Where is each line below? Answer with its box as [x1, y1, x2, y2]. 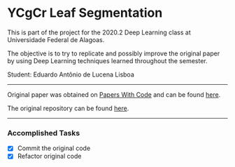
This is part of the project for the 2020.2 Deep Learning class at [7, 28, 191, 36]
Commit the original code [17, 144, 91, 152]
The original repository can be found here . [7, 104, 129, 112]
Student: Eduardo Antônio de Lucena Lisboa [7, 70, 134, 79]
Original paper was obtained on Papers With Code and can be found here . [7, 90, 221, 99]
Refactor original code [17, 152, 82, 161]
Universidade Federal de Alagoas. [7, 35, 105, 44]
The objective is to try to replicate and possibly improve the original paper [7, 49, 220, 58]
